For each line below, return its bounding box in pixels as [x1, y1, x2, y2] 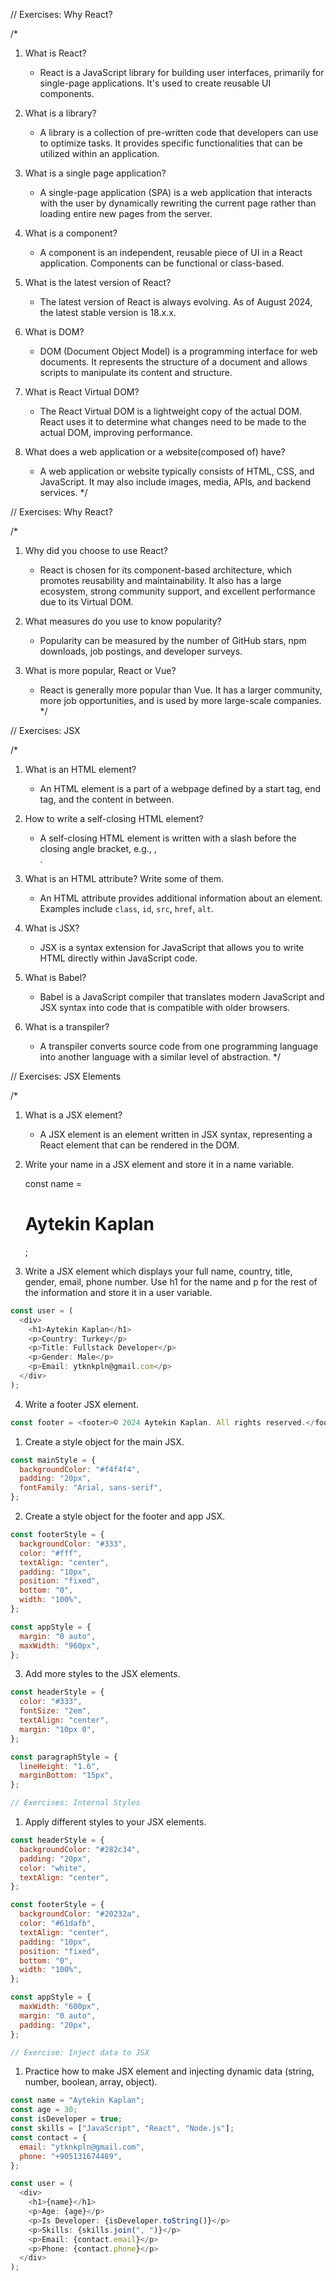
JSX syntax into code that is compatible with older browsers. [39, 1002, 291, 1013]
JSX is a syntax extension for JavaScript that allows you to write [39, 942, 305, 953]
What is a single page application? [24, 167, 167, 179]
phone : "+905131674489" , [19, 2151, 123, 2161]
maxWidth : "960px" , [19, 1640, 101, 1651]
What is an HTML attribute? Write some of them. [24, 873, 224, 884]
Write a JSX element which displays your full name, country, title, [24, 1265, 293, 1277]
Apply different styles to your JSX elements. [24, 1816, 207, 1828]
